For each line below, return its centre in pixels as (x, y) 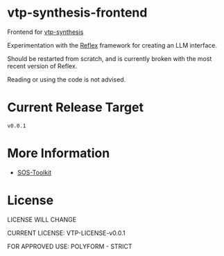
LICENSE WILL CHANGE (42, 219)
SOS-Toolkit (34, 172)
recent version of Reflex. (42, 66)
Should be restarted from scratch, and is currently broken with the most (110, 58)
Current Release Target (76, 108)
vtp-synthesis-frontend (77, 13)
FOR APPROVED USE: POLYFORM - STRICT (70, 246)
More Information (59, 153)
